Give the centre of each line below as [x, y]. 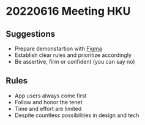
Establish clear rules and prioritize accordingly [73, 55]
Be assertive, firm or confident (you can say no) [75, 62]
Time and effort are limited [48, 108]
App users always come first [50, 96]
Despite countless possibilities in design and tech [77, 115]
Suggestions [31, 34]
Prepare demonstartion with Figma [58, 48]
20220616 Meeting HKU [68, 11]
